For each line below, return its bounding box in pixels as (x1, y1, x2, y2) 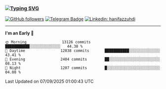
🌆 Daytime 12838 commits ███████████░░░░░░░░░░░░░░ (5, 48, 161, 54)
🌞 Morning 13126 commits (5, 40, 91, 45)
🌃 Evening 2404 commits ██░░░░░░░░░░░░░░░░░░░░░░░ (5, 57, 161, 62)
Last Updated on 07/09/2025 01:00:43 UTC (5, 79, 94, 85)
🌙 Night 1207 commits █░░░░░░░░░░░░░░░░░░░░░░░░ (5, 65, 161, 71)
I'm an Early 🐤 (5, 30, 34, 36)
